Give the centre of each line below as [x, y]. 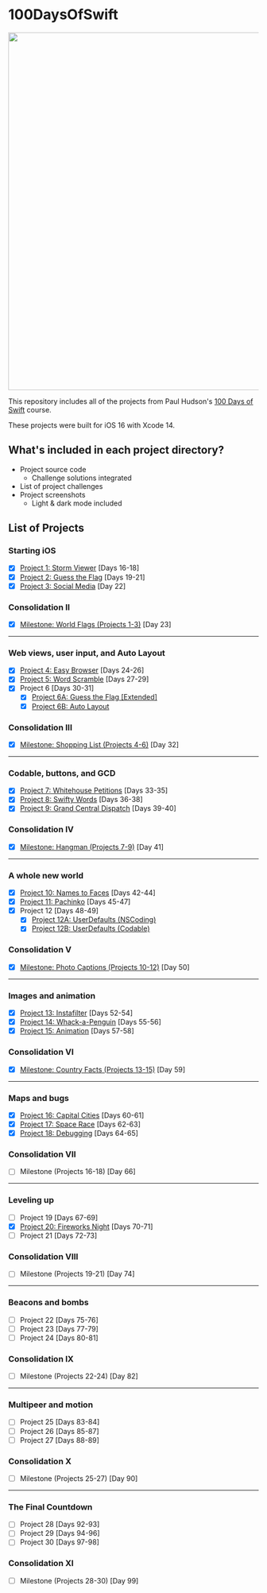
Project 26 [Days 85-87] [59, 1431]
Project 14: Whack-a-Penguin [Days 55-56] [90, 1022]
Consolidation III [41, 727]
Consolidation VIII [43, 1256]
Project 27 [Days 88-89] [59, 1440]
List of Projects [46, 528]
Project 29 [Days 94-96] [60, 1533]
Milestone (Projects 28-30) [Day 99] [79, 1580]
